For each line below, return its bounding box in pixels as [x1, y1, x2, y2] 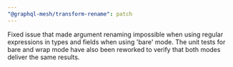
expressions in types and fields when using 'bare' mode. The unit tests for [7, 37, 226, 46]
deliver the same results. [7, 53, 80, 61]
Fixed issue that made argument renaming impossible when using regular [7, 30, 224, 38]
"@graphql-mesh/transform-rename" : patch [7, 10, 133, 18]
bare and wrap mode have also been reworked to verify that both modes [7, 45, 221, 53]
